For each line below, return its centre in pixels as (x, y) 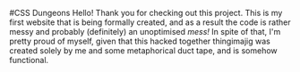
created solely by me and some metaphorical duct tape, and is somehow (143, 51)
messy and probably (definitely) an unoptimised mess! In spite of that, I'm (145, 32)
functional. (29, 60)
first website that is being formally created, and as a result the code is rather (150, 22)
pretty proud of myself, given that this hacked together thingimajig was (140, 41)
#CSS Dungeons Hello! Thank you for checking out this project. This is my (146, 13)
